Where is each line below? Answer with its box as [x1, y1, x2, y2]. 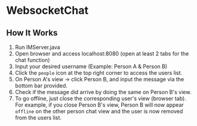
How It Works [6, 28, 58, 38]
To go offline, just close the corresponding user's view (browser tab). [14, 95, 186, 102]
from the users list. [14, 114, 62, 121]
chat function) [14, 57, 50, 63]
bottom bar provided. [14, 82, 68, 89]
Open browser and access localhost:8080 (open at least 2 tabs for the [14, 50, 189, 57]
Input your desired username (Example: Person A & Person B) [14, 63, 168, 70]
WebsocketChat [6, 4, 89, 17]
